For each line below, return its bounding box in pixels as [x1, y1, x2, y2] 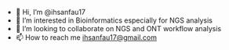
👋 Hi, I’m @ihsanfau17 [15, 8, 86, 16]
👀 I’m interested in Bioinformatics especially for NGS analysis [15, 16, 213, 25]
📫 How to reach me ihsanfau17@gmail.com [15, 33, 157, 42]
